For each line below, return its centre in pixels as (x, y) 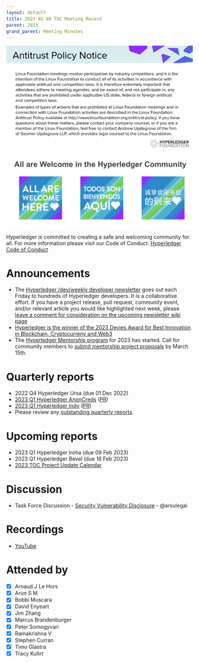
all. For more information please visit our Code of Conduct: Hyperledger (94, 243)
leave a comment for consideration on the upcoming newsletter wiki (97, 315)
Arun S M (26, 593)
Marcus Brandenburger (43, 620)
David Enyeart (32, 607)
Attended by (37, 570)
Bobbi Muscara (33, 600)
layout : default (26, 12)
